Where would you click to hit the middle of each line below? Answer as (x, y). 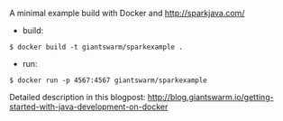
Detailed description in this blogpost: (78, 97)
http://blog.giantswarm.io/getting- (210, 97)
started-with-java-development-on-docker (89, 107)
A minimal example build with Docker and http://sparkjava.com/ (127, 13)
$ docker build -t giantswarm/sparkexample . (96, 47)
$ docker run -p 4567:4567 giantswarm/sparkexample (108, 80)
